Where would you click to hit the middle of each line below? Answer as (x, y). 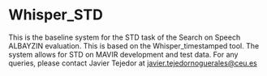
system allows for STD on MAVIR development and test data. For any (123, 54)
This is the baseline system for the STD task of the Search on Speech (125, 37)
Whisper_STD (56, 15)
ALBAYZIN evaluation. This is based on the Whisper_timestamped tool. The (134, 45)
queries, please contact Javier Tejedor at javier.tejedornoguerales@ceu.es (133, 63)
